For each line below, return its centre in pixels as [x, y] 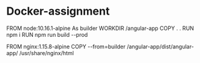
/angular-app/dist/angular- [161, 46]
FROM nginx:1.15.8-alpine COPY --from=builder [66, 46]
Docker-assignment [58, 11]
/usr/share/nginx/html [47, 53]
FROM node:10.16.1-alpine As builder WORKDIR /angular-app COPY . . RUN [100, 28]
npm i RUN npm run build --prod [47, 34]
